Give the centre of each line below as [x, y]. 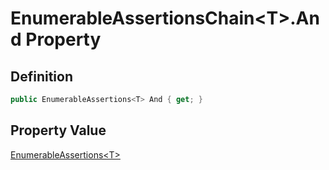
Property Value [58, 130]
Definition [41, 76]
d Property [56, 39]
